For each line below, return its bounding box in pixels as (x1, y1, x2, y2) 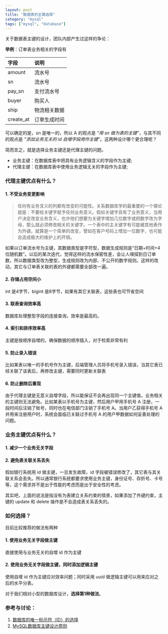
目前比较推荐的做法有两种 (5, 525, 58, 531)
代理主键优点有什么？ (5, 177, 56, 184)
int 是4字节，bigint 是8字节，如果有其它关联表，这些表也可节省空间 (5, 288, 144, 294)
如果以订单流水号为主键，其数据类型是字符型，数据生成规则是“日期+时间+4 (5, 245, 160, 251)
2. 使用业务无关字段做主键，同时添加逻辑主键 (5, 562, 98, 568)
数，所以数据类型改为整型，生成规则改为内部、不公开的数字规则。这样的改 (5, 258, 158, 264)
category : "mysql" (5, 17, 43, 22)
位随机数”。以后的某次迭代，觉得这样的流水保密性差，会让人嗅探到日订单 (5, 251, 156, 257)
